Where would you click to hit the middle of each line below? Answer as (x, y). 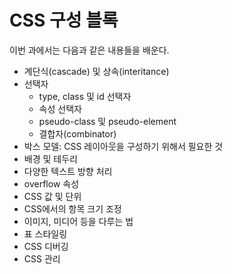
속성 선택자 (60, 108)
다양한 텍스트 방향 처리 (68, 171)
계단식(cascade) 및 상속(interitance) (96, 71)
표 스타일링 (45, 233)
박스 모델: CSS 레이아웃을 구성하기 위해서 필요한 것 (123, 146)
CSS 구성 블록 (64, 20)
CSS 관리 (42, 258)
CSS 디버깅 (46, 246)
